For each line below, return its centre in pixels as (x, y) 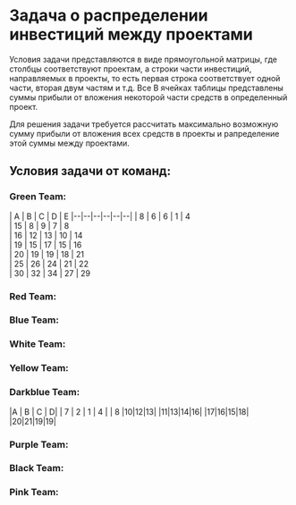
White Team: (38, 344)
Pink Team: (34, 492)
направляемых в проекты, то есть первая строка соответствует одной (145, 78)
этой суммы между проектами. (69, 143)
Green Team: (38, 197)
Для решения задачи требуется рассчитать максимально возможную (144, 124)
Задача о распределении (109, 16)
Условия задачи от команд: (90, 171)
